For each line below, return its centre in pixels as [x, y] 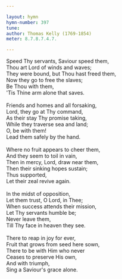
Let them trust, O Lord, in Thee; [45, 200]
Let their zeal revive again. [39, 181]
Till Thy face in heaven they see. [46, 225]
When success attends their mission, [51, 206]
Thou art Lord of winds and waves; [49, 68]
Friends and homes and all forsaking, [51, 105]
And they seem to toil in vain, [42, 156]
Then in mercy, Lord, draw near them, [52, 162]
